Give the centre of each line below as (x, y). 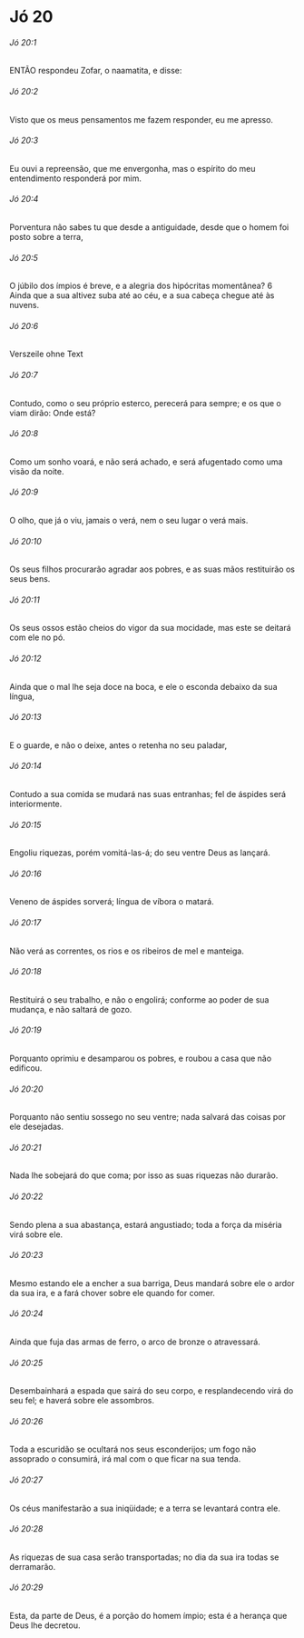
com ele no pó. (37, 637)
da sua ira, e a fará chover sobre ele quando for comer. (113, 1293)
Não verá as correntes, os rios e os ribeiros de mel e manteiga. (127, 951)
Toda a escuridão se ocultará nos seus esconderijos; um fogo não (133, 1449)
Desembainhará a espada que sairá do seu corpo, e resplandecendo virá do (152, 1391)
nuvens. (25, 305)
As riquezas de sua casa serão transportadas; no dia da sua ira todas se (144, 1557)
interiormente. (36, 804)
